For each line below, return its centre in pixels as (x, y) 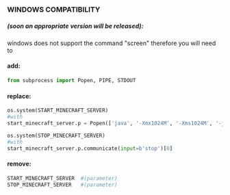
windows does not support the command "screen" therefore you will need (112, 43)
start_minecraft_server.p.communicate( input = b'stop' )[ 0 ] (90, 148)
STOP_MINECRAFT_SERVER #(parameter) (62, 185)
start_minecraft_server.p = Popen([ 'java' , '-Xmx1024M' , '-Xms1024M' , (110, 123)
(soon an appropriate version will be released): (75, 26)
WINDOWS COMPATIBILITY (54, 10)
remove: (19, 164)
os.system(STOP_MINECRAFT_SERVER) (56, 135)
